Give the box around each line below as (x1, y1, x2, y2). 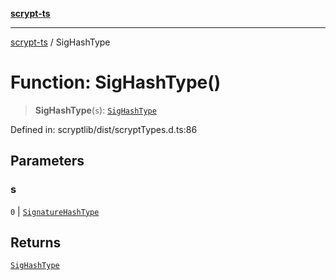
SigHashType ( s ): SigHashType (34, 104, 157, 116)
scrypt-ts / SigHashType (10, 36, 111, 48)
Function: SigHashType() (10, 71, 222, 94)
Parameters (10, 153, 85, 170)
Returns (10, 234, 62, 252)
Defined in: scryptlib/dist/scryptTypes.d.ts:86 (10, 123, 198, 135)
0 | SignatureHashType (10, 205, 100, 217)
